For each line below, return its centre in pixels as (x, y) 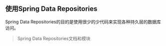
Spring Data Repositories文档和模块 (54, 38)
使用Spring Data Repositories (51, 9)
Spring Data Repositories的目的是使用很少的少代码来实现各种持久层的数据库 (83, 22)
